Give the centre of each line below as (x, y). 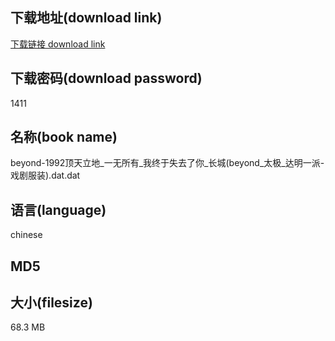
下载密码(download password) (106, 78)
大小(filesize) (51, 303)
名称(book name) (64, 137)
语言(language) (58, 209)
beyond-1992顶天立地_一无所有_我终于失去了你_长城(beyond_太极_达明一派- (167, 163)
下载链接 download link (58, 44)
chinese (26, 235)
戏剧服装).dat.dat (45, 175)
